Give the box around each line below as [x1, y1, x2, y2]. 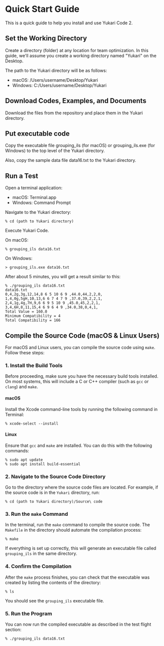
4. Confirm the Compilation [5, 563, 72, 570]
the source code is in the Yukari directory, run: [5, 490, 100, 496]
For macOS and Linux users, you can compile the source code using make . [5, 345, 156, 350]
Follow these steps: [5, 350, 44, 355]
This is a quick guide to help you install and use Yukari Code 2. [5, 20, 133, 26]
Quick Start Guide [5, 3, 80, 15]
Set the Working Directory [5, 34, 87, 43]
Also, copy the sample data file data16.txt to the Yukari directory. [5, 157, 137, 163]
